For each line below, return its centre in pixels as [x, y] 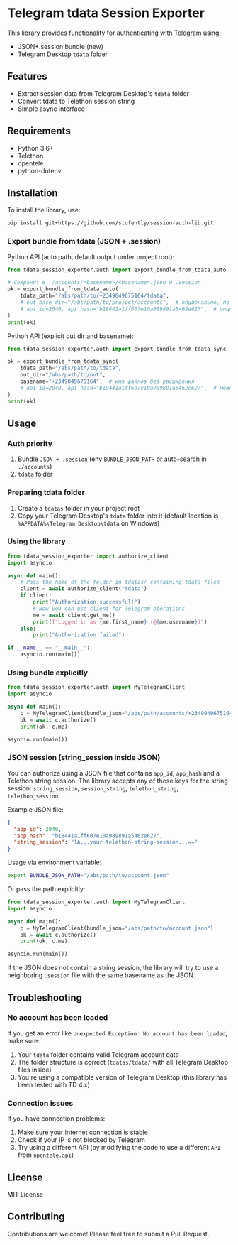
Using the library [36, 541]
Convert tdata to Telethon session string [76, 101]
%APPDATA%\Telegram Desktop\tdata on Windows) [89, 523]
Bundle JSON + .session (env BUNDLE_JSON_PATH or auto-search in [112, 459]
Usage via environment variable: [55, 863]
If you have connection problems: [56, 1119]
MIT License [25, 1194]
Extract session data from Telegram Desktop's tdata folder [103, 93]
